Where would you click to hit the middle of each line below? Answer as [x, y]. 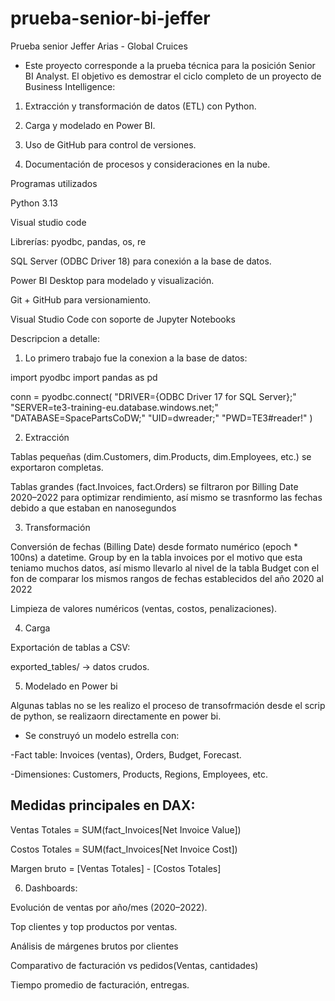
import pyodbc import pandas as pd [84, 377]
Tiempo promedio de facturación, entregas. [100, 984]
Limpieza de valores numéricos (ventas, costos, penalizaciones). [144, 608]
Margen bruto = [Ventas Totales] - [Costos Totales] [116, 868]
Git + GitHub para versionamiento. [81, 299]
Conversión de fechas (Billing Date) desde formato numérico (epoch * [154, 546]
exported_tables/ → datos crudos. [80, 666]
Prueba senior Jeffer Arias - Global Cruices [99, 46]
